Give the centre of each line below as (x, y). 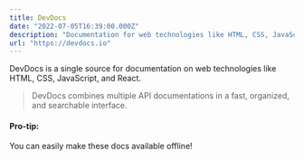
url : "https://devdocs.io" (60, 43)
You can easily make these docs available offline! (101, 146)
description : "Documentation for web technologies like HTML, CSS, (139, 34)
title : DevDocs (38, 18)
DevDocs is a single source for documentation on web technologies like (143, 69)
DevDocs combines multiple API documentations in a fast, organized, (160, 96)
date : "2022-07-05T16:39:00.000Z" (75, 26)
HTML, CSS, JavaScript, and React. (76, 79)
